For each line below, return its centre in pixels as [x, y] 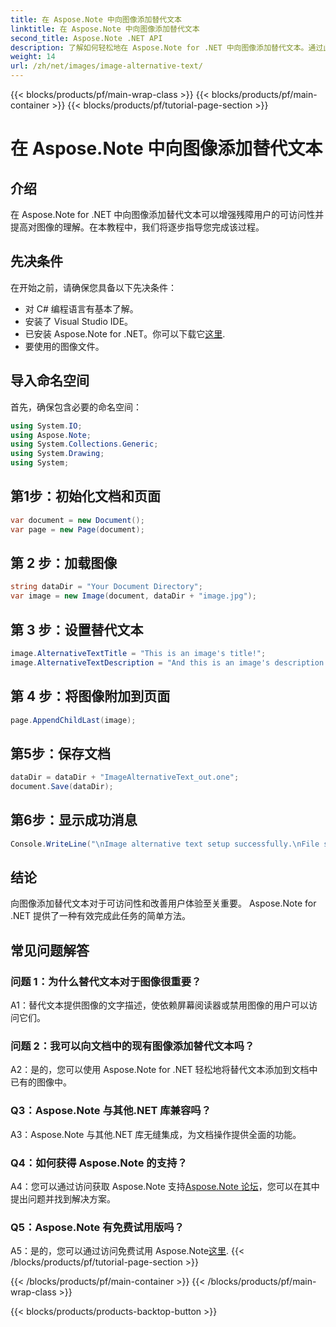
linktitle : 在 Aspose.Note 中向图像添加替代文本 [105, 29]
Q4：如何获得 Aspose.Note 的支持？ [99, 1163]
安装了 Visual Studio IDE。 [79, 321]
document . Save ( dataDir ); [62, 787]
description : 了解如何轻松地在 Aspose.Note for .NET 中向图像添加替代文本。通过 [167, 47]
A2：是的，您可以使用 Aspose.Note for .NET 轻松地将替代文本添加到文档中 [164, 1070]
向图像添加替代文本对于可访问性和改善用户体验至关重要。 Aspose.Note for [163, 903]
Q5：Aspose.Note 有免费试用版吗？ [97, 1227]
